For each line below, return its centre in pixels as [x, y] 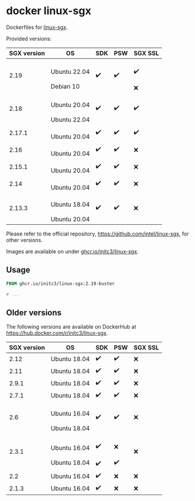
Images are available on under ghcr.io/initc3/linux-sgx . [72, 251]
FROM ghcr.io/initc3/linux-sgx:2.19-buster [61, 284]
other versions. [25, 240]
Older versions [34, 312]
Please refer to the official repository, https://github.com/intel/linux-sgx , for [97, 234]
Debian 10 [65, 87]
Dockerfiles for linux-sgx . [37, 27]
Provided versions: [29, 38]
